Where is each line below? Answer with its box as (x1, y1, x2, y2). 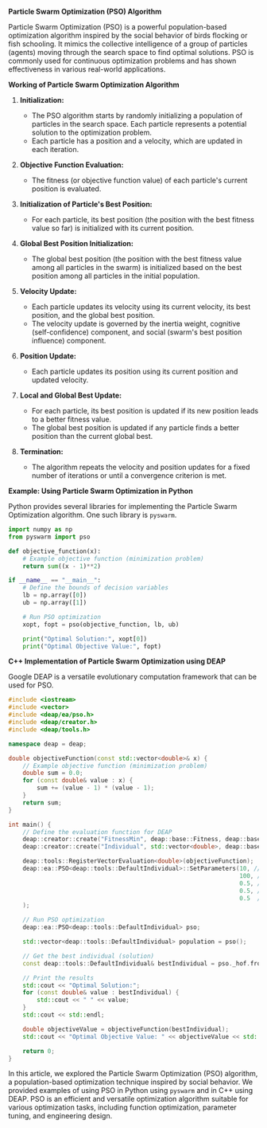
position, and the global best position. (31, 311, 155, 319)
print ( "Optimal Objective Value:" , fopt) (22, 642, 161, 650)
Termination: (19, 447, 64, 456)
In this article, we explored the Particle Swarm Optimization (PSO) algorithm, (8, 1069, 258, 1079)
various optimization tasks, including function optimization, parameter (8, 1103, 237, 1112)
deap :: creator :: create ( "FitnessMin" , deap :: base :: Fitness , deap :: (22, 836, 247, 844)
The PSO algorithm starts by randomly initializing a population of (31, 111, 243, 120)
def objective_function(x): (8, 547, 102, 555)
